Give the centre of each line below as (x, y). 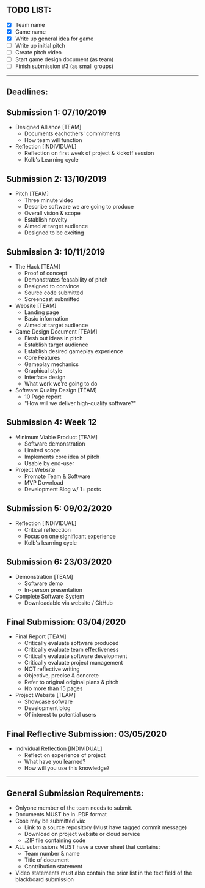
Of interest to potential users (60, 715)
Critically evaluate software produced (71, 643)
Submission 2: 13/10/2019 (56, 179)
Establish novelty (46, 220)
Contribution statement (53, 866)
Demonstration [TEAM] (44, 576)
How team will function (53, 140)
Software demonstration (55, 444)
